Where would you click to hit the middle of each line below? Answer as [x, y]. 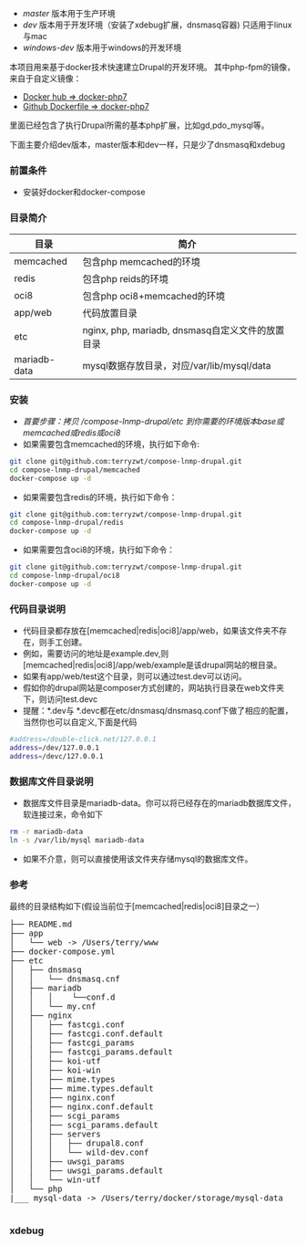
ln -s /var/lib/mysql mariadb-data [77, 840]
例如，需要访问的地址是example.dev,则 [96, 654]
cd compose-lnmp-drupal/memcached [75, 470]
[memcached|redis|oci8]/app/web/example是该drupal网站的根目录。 [152, 665]
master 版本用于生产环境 [69, 13]
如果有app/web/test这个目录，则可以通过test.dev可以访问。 [135, 676]
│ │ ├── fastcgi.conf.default [87, 1034]
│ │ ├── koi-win [56, 1070]
